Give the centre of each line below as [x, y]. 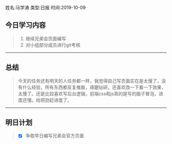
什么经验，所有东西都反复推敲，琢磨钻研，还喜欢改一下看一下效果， [94, 87]
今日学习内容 [26, 25]
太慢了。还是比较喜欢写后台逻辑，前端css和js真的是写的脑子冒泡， [88, 93]
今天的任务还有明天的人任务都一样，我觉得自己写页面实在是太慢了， [90, 80]
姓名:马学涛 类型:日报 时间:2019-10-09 [46, 7]
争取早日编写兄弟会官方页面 [55, 136]
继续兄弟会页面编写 [46, 38]
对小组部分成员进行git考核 [53, 45]
